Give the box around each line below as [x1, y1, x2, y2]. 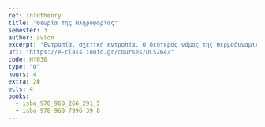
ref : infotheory [8, 11, 62, 20]
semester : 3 [8, 26, 47, 34]
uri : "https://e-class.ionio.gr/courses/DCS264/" [8, 48, 175, 56]
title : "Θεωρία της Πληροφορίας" [8, 19, 118, 27]
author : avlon [8, 33, 55, 42]
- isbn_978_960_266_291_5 [15, 99, 101, 107]
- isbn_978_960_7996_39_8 [15, 107, 101, 115]
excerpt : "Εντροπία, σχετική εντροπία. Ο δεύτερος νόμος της [8, 41, 214, 49]
